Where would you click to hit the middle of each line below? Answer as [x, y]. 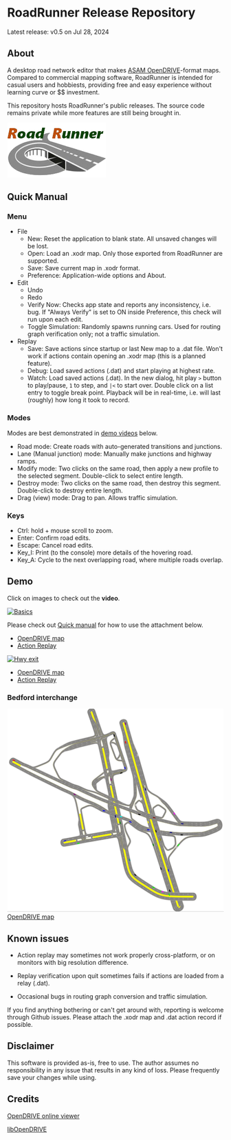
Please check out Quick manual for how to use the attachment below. [105, 625]
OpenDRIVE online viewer [44, 1116]
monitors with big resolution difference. [73, 962]
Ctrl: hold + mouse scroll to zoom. [65, 531]
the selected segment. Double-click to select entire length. [100, 476]
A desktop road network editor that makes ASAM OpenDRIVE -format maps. [114, 70]
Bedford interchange [42, 697]
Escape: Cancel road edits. [55, 546]
